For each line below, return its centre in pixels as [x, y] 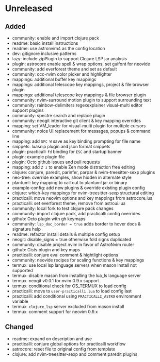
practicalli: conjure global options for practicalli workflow [69, 344]
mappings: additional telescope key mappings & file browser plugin [79, 95]
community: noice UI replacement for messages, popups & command [81, 131]
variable [20, 301]
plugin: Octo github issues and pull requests [56, 162]
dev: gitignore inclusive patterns [44, 53]
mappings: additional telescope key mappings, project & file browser [80, 85]
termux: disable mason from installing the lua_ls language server [76, 276]
